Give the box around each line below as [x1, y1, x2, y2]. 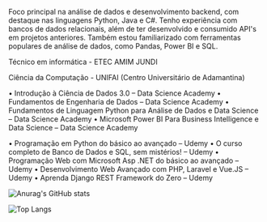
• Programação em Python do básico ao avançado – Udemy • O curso [8, 139, 243, 148]
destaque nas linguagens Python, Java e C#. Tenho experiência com [8, 15, 238, 25]
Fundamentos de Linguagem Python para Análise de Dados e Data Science [8, 105, 259, 115]
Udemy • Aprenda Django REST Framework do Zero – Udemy [8, 173, 213, 182]
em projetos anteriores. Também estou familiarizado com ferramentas [8, 32, 241, 42]
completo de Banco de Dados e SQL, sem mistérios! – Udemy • [8, 147, 220, 156]
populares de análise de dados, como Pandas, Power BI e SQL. [8, 41, 218, 51]
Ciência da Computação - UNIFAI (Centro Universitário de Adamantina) [8, 73, 245, 82]
